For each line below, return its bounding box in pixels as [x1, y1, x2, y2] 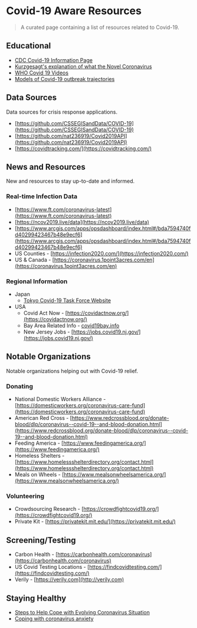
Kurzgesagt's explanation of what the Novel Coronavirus [14, 63, 152, 70]
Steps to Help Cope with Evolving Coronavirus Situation [14, 609, 150, 616]
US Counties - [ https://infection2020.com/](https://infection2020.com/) [14, 250, 189, 257]
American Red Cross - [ [14, 415, 73, 422]
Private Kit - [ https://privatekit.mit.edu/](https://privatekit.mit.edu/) [14, 518, 176, 525]
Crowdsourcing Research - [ [14, 506, 84, 513]
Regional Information [6, 277, 68, 285]
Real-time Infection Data [6, 192, 78, 200]
